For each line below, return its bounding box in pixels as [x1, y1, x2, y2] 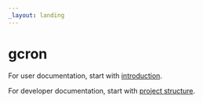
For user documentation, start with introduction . [8, 71, 163, 80]
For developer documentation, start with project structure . [8, 86, 196, 95]
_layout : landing [8, 11, 65, 20]
